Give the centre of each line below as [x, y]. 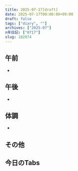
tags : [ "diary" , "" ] [26, 23]
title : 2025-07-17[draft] [31, 10]
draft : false [18, 19]
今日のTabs [23, 163]
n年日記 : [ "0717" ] [23, 32]
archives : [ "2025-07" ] [28, 28]
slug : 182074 [18, 37]
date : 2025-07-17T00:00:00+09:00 [39, 14]
